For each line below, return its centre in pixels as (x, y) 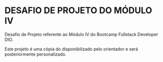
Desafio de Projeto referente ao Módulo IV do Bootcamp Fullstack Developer (81, 34)
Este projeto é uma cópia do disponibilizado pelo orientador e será (71, 49)
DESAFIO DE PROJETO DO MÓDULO (78, 10)
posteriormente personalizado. (36, 54)
